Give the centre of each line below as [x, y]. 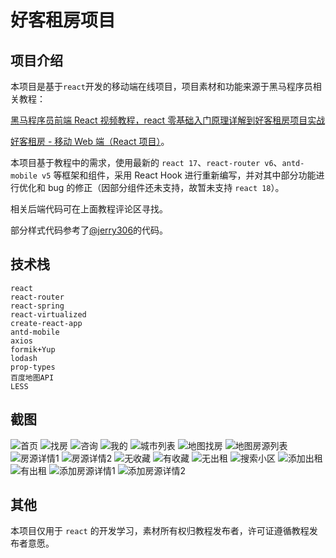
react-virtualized [48, 314]
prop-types [33, 367]
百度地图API [32, 377]
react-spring [37, 306]
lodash [24, 358]
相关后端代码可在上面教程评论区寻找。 [89, 209]
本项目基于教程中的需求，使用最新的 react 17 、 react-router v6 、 [146, 162]
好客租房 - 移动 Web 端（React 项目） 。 [90, 141]
